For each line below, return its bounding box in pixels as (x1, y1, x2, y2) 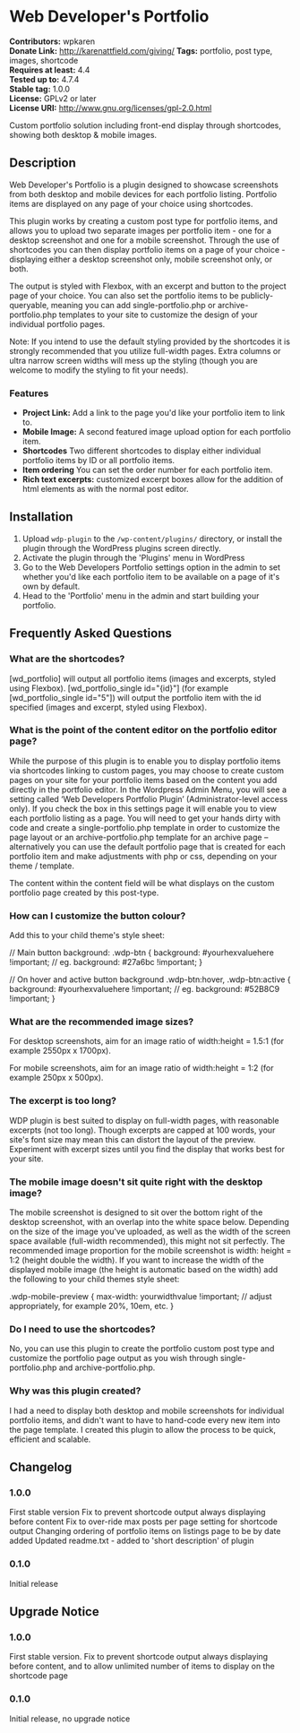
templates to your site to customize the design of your (58, 309, 258, 320)
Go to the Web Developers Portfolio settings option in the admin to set (21, 562, 280, 573)
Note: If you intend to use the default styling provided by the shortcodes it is (9, 336, 291, 347)
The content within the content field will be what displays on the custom (9, 877, 275, 888)
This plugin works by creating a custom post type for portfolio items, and (9, 215, 279, 226)
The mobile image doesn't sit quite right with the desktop (9, 1176, 263, 1188)
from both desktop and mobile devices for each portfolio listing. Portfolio (9, 188, 278, 199)
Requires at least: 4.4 (9, 65, 90, 75)
